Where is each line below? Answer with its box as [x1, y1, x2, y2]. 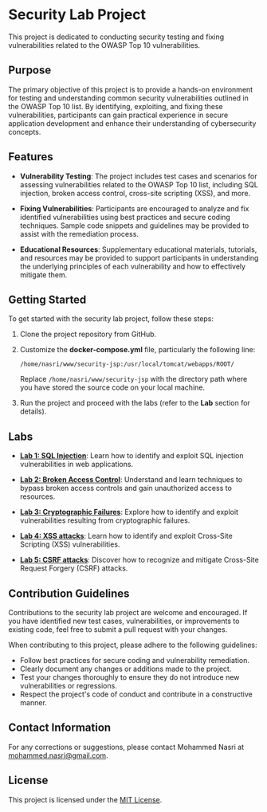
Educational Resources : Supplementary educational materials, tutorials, [19, 245, 257, 254]
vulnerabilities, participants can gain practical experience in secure [8, 110, 229, 120]
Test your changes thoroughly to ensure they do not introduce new [19, 673, 240, 682]
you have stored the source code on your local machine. [19, 382, 206, 392]
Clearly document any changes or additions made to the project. [19, 664, 232, 673]
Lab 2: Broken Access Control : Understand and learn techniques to [19, 475, 243, 484]
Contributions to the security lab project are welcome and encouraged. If [8, 608, 248, 617]
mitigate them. [19, 269, 68, 280]
